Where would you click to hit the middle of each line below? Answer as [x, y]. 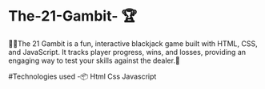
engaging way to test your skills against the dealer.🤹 [94, 60]
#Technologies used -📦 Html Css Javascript [82, 76]
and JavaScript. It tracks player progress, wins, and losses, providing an [127, 52]
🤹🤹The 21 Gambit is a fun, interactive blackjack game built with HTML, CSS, [133, 43]
